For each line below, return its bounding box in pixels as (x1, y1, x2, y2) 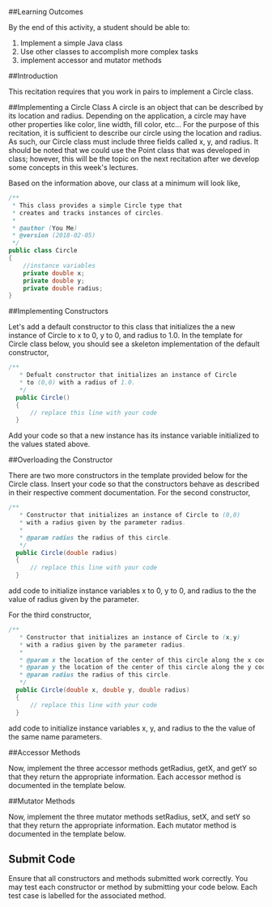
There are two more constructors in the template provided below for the (8, 471, 249, 481)
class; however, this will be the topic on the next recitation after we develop (8, 154, 260, 163)
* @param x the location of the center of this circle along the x (19, 655, 252, 664)
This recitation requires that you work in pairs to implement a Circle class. (8, 87, 253, 96)
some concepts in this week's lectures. (8, 163, 139, 172)
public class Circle (8, 247, 79, 255)
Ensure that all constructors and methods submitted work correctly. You (8, 874, 249, 884)
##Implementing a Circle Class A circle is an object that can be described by (8, 103, 264, 112)
